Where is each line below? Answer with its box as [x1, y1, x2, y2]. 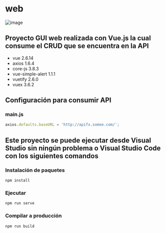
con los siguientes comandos [5, 152, 98, 160]
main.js [5, 111, 24, 118]
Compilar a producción [5, 213, 62, 220]
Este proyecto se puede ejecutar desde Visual [5, 136, 151, 145]
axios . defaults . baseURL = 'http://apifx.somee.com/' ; [5, 122, 120, 127]
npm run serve [5, 201, 35, 206]
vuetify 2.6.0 [12, 76, 38, 82]
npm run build [5, 224, 35, 229]
